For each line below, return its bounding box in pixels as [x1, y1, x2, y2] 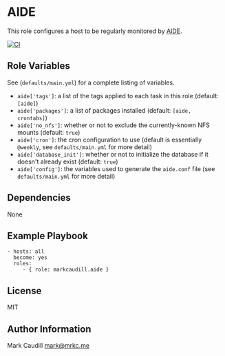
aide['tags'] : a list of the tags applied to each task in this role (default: [17, 91, 219, 100]
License [7, 285, 42, 296]
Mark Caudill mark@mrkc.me [7, 342, 90, 349]
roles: [13, 260, 32, 267]
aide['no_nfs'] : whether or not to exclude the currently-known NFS [17, 121, 210, 129]
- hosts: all [7, 248, 45, 255]
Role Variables [7, 60, 70, 72]
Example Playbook [7, 230, 88, 241]
